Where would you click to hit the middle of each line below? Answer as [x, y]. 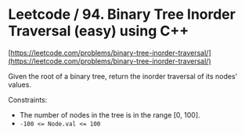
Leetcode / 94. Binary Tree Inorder [122, 14]
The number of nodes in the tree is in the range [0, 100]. [110, 114]
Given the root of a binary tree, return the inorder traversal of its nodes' [123, 76]
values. [20, 85]
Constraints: [28, 100]
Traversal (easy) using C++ [99, 31]
